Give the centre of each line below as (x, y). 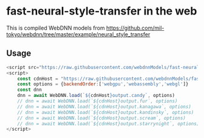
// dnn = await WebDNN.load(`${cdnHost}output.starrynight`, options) (108, 123)
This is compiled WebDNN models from (56, 28)
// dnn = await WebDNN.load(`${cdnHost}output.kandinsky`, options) (106, 112)
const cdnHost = (38, 79)
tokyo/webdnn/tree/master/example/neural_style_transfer (78, 34)
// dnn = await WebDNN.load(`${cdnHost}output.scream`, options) (102, 118)
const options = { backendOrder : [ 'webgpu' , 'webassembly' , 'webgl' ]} (103, 84)
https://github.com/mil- (135, 28)
